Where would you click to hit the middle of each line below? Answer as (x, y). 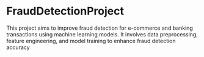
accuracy (18, 47)
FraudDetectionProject (65, 11)
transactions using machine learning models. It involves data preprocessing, (102, 34)
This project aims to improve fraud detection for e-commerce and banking (100, 28)
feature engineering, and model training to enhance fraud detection (91, 41)
